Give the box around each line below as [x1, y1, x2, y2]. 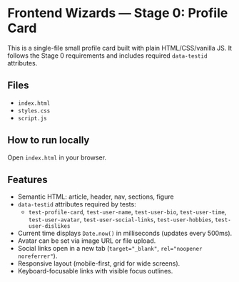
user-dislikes [28, 223, 71, 230]
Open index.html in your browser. [7, 153, 107, 162]
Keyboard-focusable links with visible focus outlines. [17, 267, 173, 276]
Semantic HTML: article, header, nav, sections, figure [17, 192, 174, 201]
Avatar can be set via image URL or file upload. [17, 236, 156, 245]
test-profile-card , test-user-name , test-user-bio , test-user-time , [28, 208, 227, 216]
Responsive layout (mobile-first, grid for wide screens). [17, 259, 180, 268]
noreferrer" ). [17, 251, 58, 261]
